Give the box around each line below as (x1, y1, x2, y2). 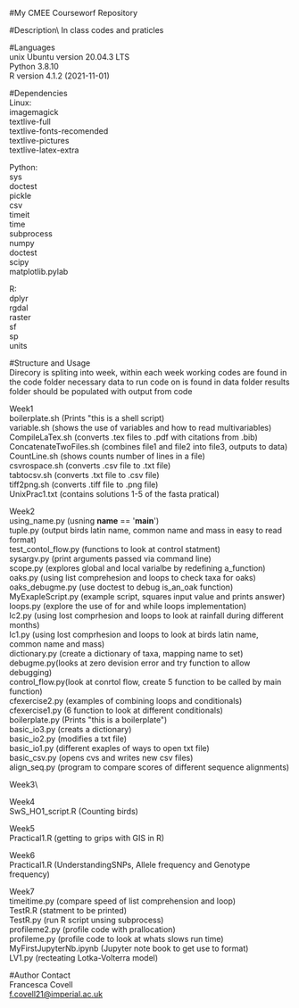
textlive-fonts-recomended (9, 126, 109, 136)
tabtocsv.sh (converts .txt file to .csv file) (9, 470, 160, 480)
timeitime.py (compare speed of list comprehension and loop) (9, 896, 237, 906)
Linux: (9, 97, 32, 108)
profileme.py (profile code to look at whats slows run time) (9, 934, 225, 944)
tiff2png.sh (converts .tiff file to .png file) (9, 479, 159, 490)
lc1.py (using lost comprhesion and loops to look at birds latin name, (9, 629, 259, 640)
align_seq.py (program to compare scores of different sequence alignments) (9, 762, 290, 773)
